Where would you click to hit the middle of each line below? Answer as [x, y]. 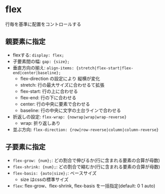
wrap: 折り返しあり [40, 123]
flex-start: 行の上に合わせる [49, 91]
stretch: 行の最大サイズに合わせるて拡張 [62, 85]
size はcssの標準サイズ [44, 179]
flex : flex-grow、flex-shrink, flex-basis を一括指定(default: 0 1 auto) [84, 186]
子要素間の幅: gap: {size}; [41, 61]
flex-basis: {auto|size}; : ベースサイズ [54, 173]
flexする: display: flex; [38, 55]
